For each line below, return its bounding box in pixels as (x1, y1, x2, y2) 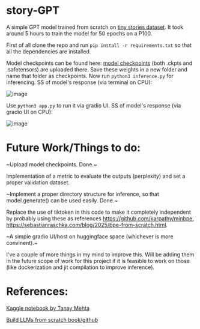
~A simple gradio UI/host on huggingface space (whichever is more (6, 232, 174, 240)
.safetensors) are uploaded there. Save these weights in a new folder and (6, 65, 188, 73)
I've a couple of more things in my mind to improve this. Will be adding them (6, 250, 195, 258)
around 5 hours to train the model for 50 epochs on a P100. (6, 29, 153, 37)
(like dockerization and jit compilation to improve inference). (6, 264, 155, 271)
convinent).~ (6, 239, 38, 246)
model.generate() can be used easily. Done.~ (6, 196, 118, 204)
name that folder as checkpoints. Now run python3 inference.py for (6, 72, 174, 79)
